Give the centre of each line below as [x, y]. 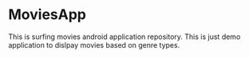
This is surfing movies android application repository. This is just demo [125, 37]
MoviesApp [47, 15]
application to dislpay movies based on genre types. [94, 44]
